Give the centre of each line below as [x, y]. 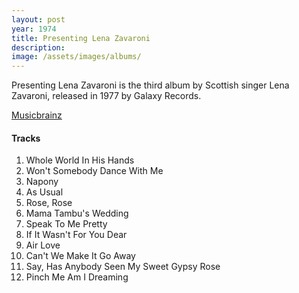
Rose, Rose [49, 203]
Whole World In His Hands [80, 160]
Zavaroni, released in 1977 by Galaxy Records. [106, 96]
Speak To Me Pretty [66, 224]
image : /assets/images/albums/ [76, 57]
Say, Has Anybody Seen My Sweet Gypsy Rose [123, 267]
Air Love [43, 245]
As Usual [44, 192]
